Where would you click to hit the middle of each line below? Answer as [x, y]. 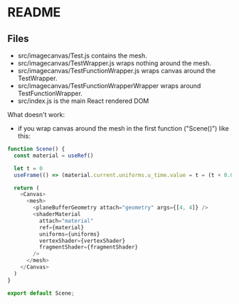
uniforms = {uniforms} [69, 234]
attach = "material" [66, 221]
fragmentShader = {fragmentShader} [89, 247]
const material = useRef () [54, 156]
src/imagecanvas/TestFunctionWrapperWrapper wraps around [109, 86]
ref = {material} [61, 227]
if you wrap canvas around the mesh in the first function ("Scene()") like [123, 128]
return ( [27, 188]
